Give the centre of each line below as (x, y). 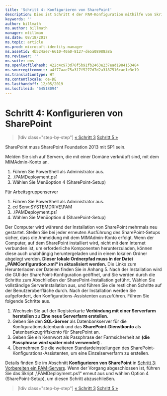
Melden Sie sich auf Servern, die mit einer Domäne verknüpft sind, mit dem (82, 157)
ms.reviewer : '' (22, 56)
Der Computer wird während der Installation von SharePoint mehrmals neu (81, 227)
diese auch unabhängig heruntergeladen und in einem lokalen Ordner (76, 254)
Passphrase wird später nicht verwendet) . (57, 343)
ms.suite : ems (20, 61)
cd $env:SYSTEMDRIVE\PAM (42, 207)
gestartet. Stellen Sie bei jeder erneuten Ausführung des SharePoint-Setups (83, 233)
